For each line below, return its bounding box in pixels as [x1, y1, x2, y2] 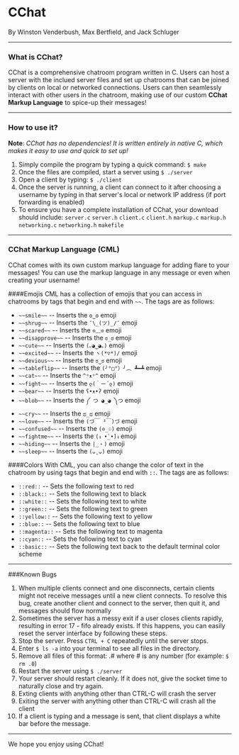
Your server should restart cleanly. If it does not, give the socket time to [18, 674, 228, 683]
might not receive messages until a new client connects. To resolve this [18, 591, 228, 600]
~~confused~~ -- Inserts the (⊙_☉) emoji [18, 424, 133, 432]
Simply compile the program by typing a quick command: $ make [18, 160, 207, 169]
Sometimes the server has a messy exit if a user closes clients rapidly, [18, 614, 224, 622]
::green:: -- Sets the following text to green [18, 504, 148, 513]
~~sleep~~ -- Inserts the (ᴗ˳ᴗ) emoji [18, 447, 123, 455]
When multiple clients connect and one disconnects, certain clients [18, 583, 215, 592]
